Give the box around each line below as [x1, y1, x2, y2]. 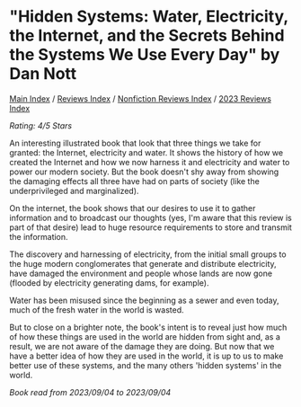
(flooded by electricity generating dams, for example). [9, 277, 209, 288]
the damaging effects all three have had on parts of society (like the [9, 175, 261, 186]
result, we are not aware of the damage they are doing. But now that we [9, 341, 275, 351]
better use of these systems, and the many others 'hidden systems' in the [9, 359, 282, 370]
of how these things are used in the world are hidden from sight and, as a [9, 331, 281, 342]
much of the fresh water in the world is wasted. [9, 304, 184, 315]
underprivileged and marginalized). [9, 185, 139, 196]
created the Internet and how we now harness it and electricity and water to [9, 156, 290, 167]
